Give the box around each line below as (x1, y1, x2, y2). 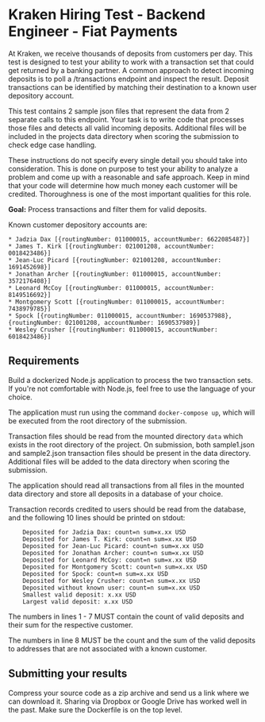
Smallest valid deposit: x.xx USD (22, 590, 136, 599)
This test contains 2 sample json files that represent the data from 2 (8, 106, 230, 116)
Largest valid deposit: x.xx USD (22, 597, 133, 605)
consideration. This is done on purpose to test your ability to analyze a (8, 164, 239, 173)
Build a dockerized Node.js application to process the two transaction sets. (8, 375, 253, 384)
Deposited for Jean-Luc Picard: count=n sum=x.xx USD (22, 542, 204, 550)
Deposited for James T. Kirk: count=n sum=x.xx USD (22, 535, 197, 543)
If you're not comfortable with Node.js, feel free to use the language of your (8, 384, 256, 393)
